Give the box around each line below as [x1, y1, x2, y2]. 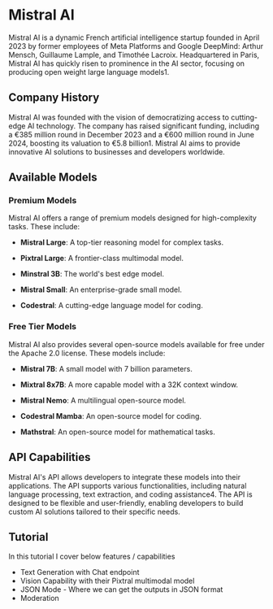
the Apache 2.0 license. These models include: [8, 348, 166, 358]
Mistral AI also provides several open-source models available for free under [8, 339, 265, 349]
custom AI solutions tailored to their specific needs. [8, 507, 180, 516]
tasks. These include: [8, 222, 80, 232]
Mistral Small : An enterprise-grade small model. [19, 285, 183, 294]
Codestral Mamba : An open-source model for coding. [19, 411, 201, 420]
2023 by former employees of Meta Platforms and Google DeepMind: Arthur [8, 41, 264, 50]
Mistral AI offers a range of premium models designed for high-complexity [8, 213, 258, 223]
